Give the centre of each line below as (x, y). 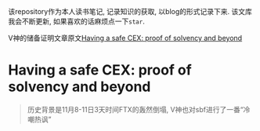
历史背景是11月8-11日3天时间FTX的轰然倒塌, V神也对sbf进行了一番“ (135, 109)
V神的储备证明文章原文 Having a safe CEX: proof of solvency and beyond (125, 38)
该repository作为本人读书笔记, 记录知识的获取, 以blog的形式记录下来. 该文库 (130, 11)
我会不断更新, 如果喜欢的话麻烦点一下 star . (76, 21)
